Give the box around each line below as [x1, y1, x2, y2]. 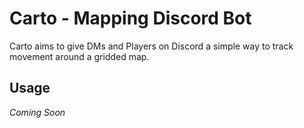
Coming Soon [9, 106, 66, 118]
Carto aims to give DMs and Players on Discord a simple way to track [9, 40, 294, 52]
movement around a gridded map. [9, 50, 150, 62]
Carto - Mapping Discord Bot [9, 7, 252, 30]
